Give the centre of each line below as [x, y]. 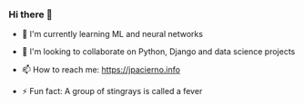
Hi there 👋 [31, 14]
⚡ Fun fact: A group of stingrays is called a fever [112, 91]
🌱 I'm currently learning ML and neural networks [112, 34]
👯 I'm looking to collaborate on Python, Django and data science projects [158, 52]
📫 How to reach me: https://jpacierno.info [101, 70]
